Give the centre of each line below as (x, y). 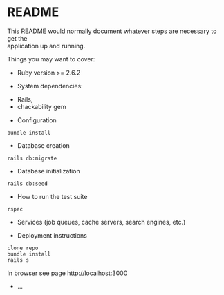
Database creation (44, 145)
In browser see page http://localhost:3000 (67, 273)
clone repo (23, 248)
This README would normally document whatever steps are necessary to (112, 31)
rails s (18, 260)
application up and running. (46, 46)
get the (17, 38)
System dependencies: (50, 86)
